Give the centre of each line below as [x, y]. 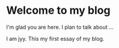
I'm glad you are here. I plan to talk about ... [60, 27]
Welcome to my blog [58, 10]
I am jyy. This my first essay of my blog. [55, 38]
